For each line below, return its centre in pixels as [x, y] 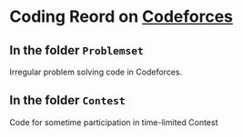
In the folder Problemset [76, 50]
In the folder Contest [67, 100]
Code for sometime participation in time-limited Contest [114, 122]
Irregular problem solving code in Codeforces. [96, 72]
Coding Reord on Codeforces [121, 17]
